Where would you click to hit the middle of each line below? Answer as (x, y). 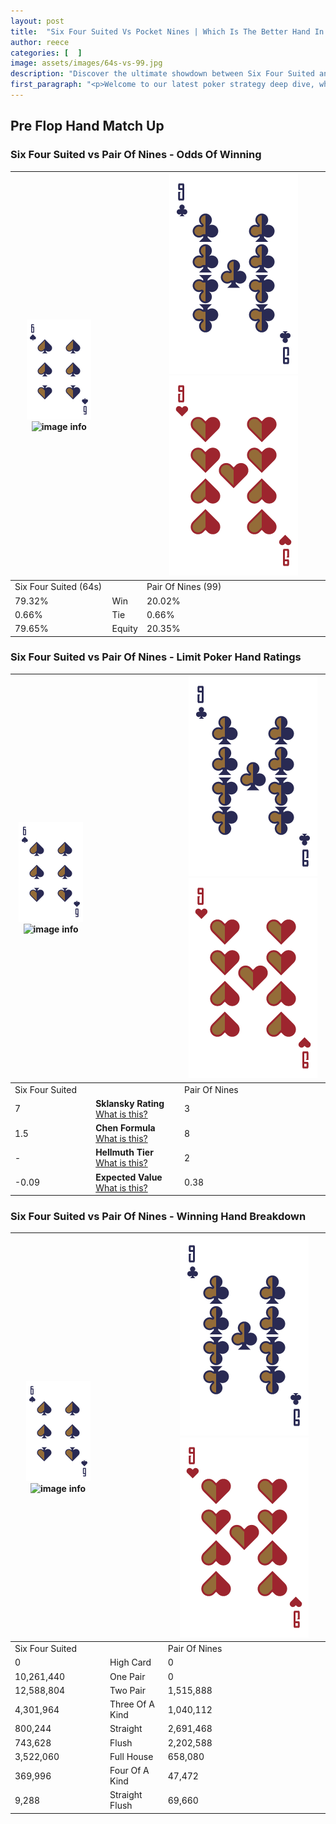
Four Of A (129, 1771)
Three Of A (132, 1704)
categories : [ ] (46, 53)
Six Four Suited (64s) (58, 587)
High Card (130, 1662)
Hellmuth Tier (124, 1152)
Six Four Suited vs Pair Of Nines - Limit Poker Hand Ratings (156, 657)
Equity (124, 629)
